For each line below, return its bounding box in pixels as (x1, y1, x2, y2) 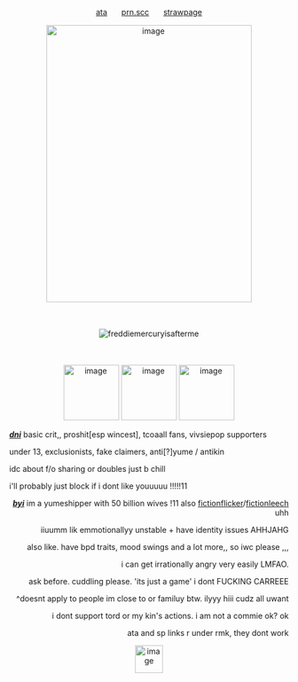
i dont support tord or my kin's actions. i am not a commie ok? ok (51, 610, 289, 621)
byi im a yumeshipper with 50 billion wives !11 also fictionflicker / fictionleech (12, 498, 289, 508)
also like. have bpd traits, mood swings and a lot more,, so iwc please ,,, (26, 542, 289, 552)
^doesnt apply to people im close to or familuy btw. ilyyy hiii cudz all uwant (16, 593, 289, 604)
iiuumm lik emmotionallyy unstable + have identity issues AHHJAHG (40, 525, 289, 535)
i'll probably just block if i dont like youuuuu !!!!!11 (9, 481, 188, 491)
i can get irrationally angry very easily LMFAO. (121, 559, 289, 569)
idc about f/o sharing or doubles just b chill (9, 464, 166, 474)
